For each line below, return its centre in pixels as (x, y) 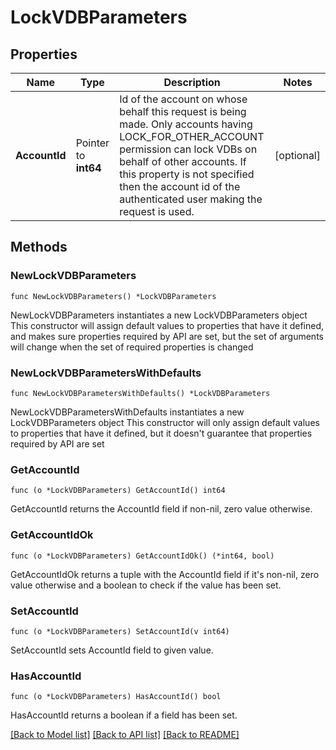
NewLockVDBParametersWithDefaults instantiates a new (127, 412)
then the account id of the (180, 186)
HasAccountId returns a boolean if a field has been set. (124, 715)
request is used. (157, 211)
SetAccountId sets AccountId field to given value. (112, 650)
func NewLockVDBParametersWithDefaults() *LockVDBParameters (140, 393)
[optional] (297, 155)
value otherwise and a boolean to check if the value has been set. (146, 585)
